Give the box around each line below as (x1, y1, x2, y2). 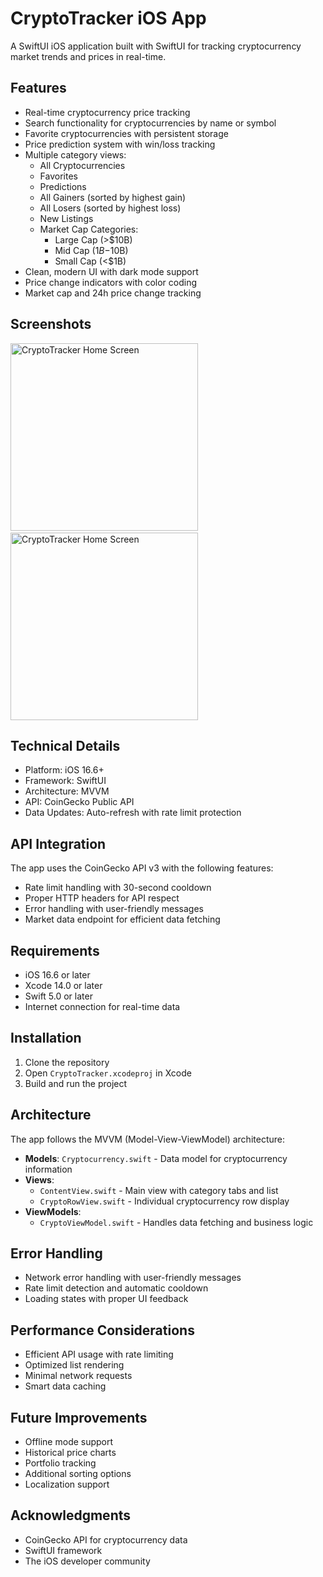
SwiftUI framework (24, 1544, 103, 1556)
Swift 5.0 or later (24, 990, 93, 1002)
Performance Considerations (10, 1322, 195, 1339)
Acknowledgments (10, 1507, 132, 1524)
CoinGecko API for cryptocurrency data (24, 1533, 188, 1546)
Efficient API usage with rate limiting (24, 1348, 174, 1361)
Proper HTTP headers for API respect (24, 892, 180, 904)
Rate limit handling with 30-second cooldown (24, 882, 212, 894)
